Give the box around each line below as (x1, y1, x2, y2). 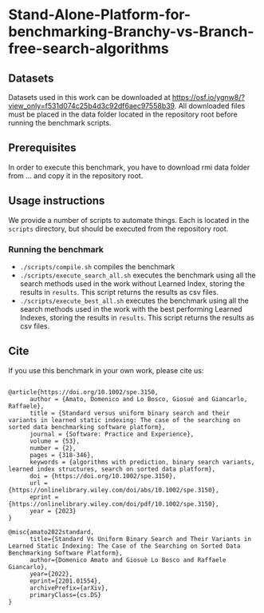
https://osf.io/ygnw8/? (171, 93, 246, 102)
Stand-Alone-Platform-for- (8, 6, 191, 24)
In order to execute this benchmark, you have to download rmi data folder (8, 162, 250, 172)
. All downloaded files (174, 102, 246, 110)
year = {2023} (29, 507, 77, 515)
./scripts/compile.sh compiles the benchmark (19, 261, 175, 271)
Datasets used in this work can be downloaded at (8, 93, 171, 102)
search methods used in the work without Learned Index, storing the (19, 278, 246, 289)
